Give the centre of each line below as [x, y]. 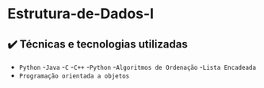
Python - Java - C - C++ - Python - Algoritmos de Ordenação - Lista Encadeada [138, 67]
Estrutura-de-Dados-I [81, 14]
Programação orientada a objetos [74, 76]
